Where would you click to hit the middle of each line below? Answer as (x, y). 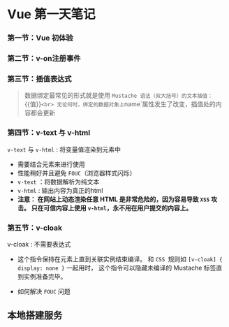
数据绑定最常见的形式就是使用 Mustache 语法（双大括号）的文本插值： (118, 96)
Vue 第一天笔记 (51, 14)
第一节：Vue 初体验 (40, 38)
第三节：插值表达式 (39, 79)
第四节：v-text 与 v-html (49, 133)
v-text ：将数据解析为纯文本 (58, 182)
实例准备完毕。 (45, 276)
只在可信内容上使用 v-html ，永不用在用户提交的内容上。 (112, 208)
